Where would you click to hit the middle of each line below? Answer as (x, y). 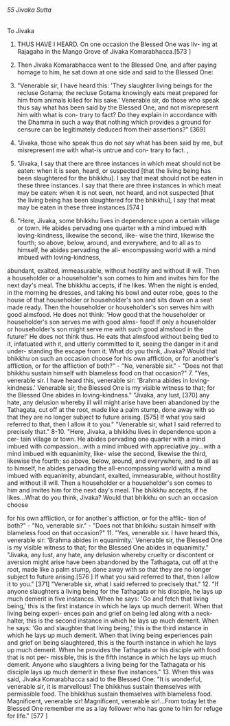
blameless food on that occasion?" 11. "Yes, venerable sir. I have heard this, (114, 533)
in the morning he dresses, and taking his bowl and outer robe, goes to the (113, 293)
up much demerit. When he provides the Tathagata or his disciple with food (114, 650)
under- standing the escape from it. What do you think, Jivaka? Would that (112, 351)
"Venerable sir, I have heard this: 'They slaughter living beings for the (115, 85)
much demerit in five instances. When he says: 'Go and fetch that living (108, 599)
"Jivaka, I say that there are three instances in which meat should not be (119, 164)
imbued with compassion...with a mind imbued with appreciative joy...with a (114, 446)
